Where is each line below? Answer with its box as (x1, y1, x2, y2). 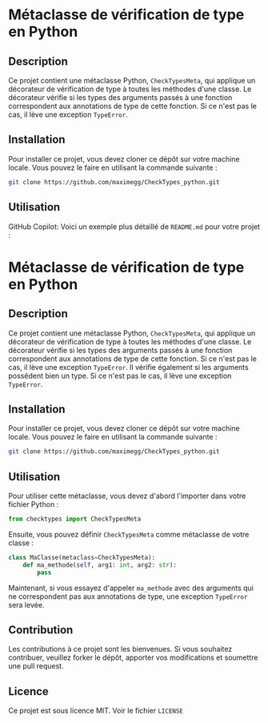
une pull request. (8, 661, 64, 671)
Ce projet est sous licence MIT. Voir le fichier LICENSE (8, 706, 184, 716)
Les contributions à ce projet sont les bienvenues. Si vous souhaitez (8, 645, 233, 654)
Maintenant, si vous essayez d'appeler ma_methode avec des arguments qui (8, 583, 254, 592)
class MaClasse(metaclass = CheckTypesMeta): (8, 553, 156, 561)
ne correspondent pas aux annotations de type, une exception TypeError (8, 591, 248, 601)
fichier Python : (8, 500, 59, 509)
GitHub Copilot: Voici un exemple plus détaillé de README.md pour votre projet (8, 222, 261, 231)
